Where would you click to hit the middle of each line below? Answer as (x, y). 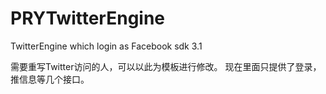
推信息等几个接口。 (50, 79)
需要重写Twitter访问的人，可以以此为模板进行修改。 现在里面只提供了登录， (166, 66)
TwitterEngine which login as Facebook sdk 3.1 (106, 46)
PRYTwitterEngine (88, 18)
